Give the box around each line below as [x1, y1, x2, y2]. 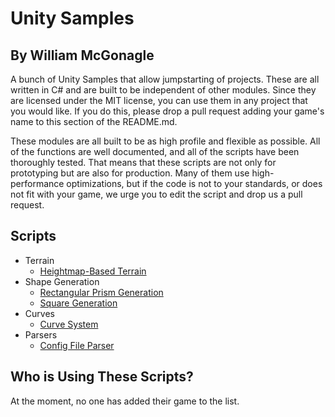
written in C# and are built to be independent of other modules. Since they [10, 84, 317, 96]
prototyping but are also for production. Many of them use [10, 167, 250, 179]
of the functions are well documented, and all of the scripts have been [10, 146, 300, 157]
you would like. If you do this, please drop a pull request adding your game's [10, 105, 325, 117]
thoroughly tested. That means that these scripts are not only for [10, 157, 277, 168]
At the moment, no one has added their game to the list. [10, 395, 240, 407]
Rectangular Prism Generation [39, 286, 164, 298]
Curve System [39, 318, 99, 330]
